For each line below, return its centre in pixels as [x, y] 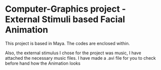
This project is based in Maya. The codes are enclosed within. [68, 43]
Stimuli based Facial [83, 19]
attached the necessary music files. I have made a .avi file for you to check [80, 58]
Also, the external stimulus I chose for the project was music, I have [73, 53]
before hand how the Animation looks [43, 63]
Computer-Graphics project [62, 9]
